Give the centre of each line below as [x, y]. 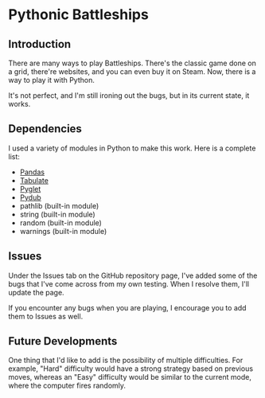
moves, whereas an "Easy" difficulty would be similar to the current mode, [130, 377]
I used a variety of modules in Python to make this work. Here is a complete [132, 148]
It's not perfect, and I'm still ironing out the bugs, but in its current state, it [129, 96]
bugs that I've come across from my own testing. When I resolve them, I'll [129, 283]
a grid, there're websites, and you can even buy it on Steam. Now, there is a [132, 72]
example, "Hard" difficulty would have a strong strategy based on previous [131, 369]
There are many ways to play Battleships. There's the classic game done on [132, 63]
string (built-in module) [57, 214]
